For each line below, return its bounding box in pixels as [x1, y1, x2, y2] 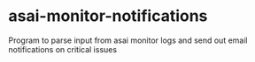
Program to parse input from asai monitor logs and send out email [8, 35, 248, 45]
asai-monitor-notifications [8, 6, 208, 26]
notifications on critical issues [8, 44, 117, 54]
